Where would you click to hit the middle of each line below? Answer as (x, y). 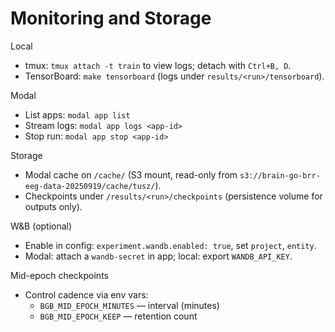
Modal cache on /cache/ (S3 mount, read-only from (131, 174)
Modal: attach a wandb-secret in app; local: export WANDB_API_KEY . (158, 256)
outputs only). (53, 206)
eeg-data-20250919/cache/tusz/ (90, 186)
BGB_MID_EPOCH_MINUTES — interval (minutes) (129, 305)
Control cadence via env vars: (86, 294)
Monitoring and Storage (111, 18)
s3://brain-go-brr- (280, 175)
